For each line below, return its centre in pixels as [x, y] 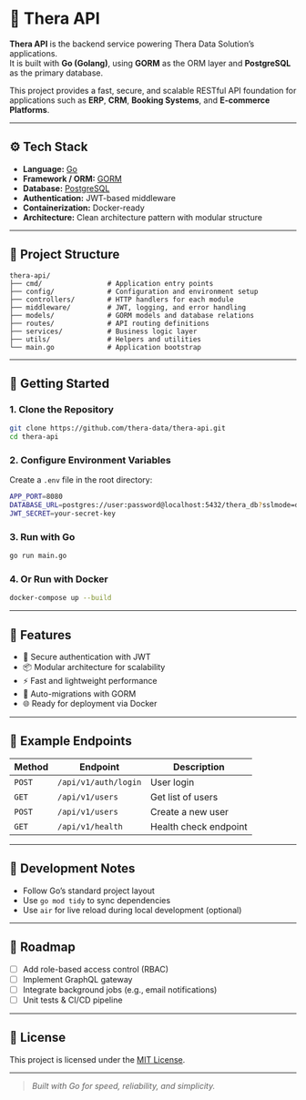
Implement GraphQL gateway [77, 979]
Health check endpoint [199, 826]
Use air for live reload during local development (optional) [132, 910]
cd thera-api [34, 437]
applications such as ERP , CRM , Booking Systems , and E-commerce [140, 100]
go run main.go [38, 556]
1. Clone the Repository [61, 409]
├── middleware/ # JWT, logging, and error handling [128, 307]
